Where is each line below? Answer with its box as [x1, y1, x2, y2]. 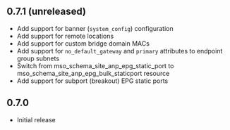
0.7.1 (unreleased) [6, 6, 86, 18]
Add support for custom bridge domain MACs [16, 39, 150, 48]
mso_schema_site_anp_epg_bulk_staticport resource [16, 69, 170, 77]
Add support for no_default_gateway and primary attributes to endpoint [16, 46, 223, 55]
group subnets [16, 54, 60, 63]
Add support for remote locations [16, 32, 114, 40]
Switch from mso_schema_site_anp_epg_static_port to [16, 61, 174, 70]
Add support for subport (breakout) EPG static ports [16, 77, 169, 85]
